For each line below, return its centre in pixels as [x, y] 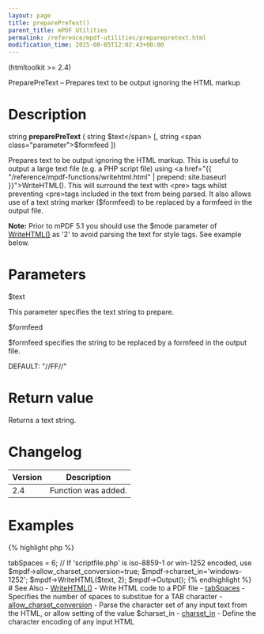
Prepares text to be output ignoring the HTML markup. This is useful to [123, 160]
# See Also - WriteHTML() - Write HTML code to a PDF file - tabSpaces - [126, 588]
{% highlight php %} [41, 547]
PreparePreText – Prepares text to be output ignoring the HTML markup [124, 83]
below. [19, 243]
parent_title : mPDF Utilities [58, 30]
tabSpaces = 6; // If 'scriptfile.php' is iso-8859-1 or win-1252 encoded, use [130, 563]
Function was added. [89, 490]
